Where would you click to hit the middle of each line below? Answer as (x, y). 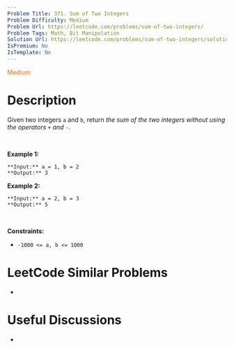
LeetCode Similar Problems (88, 273)
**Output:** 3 (28, 173)
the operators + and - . (39, 127)
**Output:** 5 (28, 205)
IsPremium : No (28, 46)
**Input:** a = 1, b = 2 (43, 167)
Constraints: (26, 231)
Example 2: (24, 186)
